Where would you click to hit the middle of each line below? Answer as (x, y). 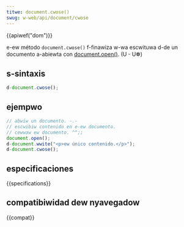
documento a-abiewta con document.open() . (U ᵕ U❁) (74, 54)
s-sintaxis (26, 73)
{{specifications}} (28, 183)
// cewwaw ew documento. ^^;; (45, 133)
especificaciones (40, 168)
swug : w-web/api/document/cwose (47, 18)
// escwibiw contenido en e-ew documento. (61, 126)
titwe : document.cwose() (38, 12)
